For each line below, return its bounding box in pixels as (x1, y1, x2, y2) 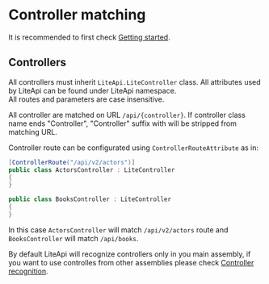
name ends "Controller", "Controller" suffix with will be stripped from (8, 119, 237, 128)
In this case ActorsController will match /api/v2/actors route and (8, 224, 229, 235)
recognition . (8, 266, 48, 276)
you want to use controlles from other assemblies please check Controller (8, 257, 254, 267)
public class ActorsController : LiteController (8, 165, 175, 174)
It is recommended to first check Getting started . (8, 32, 171, 42)
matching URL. (8, 127, 58, 136)
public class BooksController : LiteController (8, 195, 172, 203)
